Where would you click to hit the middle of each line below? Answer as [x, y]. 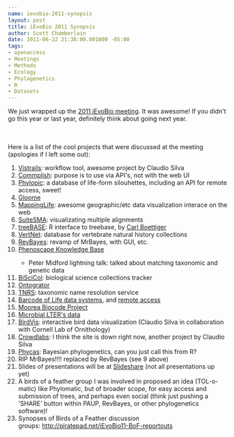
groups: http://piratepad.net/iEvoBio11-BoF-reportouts [95, 426]
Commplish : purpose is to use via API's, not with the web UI [104, 176]
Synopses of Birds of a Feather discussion [79, 418]
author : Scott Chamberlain [47, 33]
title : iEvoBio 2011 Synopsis [52, 26]
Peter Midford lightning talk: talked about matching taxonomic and [123, 263]
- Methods [22, 66]
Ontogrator [34, 285]
